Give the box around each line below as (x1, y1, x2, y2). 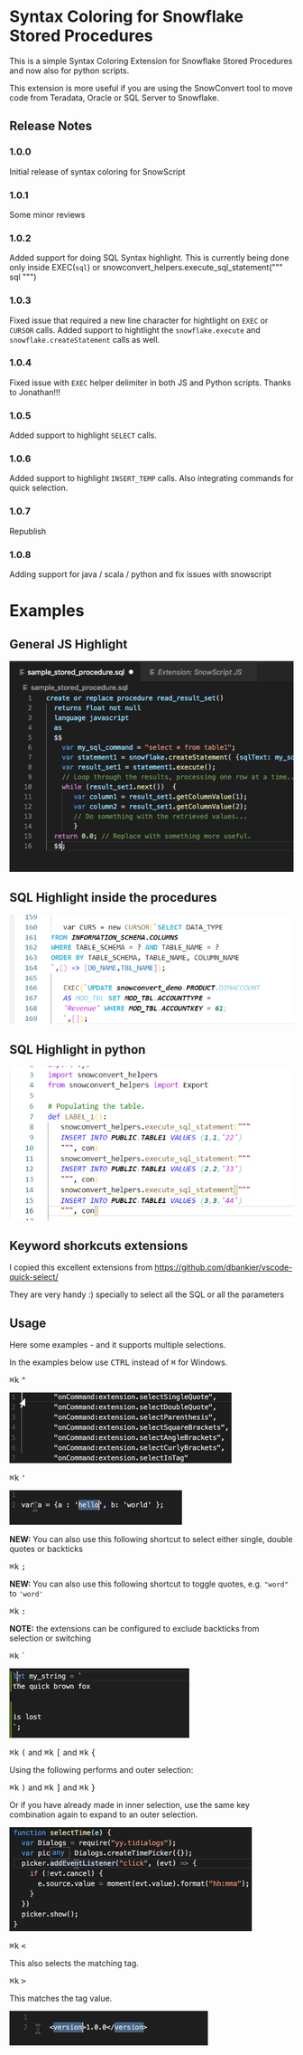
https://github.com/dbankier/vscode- (154, 1262, 293, 1273)
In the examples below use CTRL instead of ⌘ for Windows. (9, 1357, 228, 1368)
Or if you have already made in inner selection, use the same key (9, 1800, 251, 1811)
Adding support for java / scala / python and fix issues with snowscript (9, 569, 272, 580)
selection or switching (9, 1633, 92, 1643)
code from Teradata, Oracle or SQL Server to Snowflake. (9, 92, 219, 103)
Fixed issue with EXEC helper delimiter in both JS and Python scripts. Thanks (9, 377, 291, 388)
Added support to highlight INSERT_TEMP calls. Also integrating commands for (9, 473, 294, 484)
